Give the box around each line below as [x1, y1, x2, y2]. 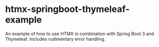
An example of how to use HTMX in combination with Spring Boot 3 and [5, 30, 154, 36]
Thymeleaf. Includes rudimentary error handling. [5, 36, 106, 42]
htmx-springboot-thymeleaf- [5, 3, 130, 15]
